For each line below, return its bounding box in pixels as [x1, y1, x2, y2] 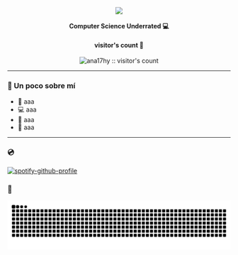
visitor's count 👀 [94, 40, 144, 49]
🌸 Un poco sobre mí [7, 81, 76, 91]
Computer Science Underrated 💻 [69, 22, 169, 30]
